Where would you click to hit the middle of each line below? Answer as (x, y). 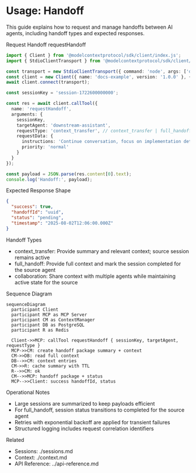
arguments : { (27, 114)
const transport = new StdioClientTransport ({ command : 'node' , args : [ (96, 72)
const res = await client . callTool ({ (52, 104)
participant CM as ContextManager (53, 320)
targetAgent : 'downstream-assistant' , (64, 125)
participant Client (35, 309)
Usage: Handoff (45, 11)
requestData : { (35, 136)
